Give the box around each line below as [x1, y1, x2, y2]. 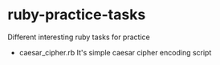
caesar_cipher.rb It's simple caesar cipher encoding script [18, 47, 212, 57]
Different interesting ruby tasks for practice [7, 32, 150, 42]
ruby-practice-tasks [7, 6, 146, 24]
